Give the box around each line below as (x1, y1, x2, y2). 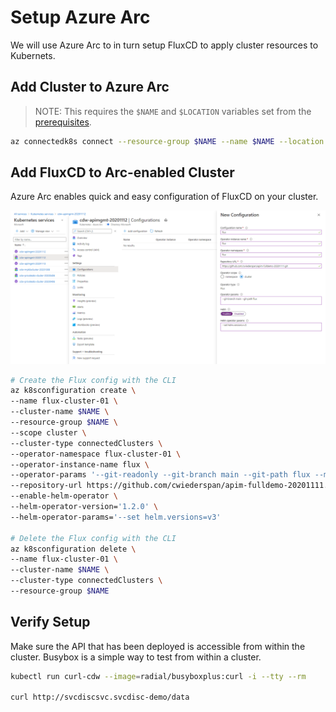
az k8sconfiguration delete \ (10, 544, 137, 554)
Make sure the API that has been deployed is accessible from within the (10, 640, 306, 652)
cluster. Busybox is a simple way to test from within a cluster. (10, 651, 262, 663)
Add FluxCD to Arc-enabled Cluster (10, 164, 235, 181)
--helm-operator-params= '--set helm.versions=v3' (10, 512, 222, 522)
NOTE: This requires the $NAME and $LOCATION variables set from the (34, 105, 312, 117)
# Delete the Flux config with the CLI (10, 533, 177, 543)
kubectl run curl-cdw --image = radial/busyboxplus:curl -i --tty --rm (10, 671, 307, 681)
